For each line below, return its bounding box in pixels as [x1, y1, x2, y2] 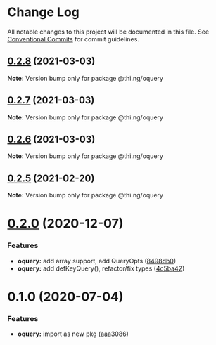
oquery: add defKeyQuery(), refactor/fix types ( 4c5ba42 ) [17, 264, 185, 273]
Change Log [7, 4, 80, 20]
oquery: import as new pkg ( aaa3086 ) [17, 330, 129, 338]
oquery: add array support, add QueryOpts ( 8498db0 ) [17, 256, 177, 265]
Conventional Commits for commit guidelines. [7, 34, 139, 43]
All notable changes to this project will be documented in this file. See [7, 27, 210, 36]
